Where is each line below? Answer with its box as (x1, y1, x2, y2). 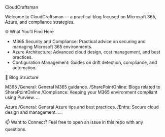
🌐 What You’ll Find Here (5, 29, 54, 34)
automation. (12, 65, 37, 71)
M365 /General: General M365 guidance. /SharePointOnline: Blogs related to (5, 84, 161, 90)
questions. (5, 126, 27, 132)
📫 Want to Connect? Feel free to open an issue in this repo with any (5, 119, 143, 125)
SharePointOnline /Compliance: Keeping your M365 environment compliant (5, 89, 158, 95)
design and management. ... (5, 109, 62, 115)
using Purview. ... (5, 94, 40, 100)
